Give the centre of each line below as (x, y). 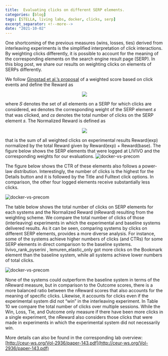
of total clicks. (20, 260)
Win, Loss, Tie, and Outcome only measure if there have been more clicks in (84, 312)
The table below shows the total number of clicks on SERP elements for (79, 207)
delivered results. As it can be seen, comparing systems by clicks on (76, 228)
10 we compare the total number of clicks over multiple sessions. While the (83, 307)
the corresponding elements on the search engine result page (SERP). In (80, 59)
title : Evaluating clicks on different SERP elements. (65, 10)
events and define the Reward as (39, 85)
